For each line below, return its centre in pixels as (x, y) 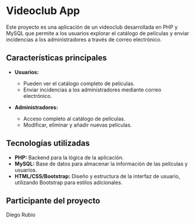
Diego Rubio (21, 215)
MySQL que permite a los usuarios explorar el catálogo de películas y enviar (98, 33)
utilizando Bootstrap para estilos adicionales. (68, 182)
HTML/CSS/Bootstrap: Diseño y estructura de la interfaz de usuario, (97, 176)
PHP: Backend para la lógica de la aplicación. (69, 157)
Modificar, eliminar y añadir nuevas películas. (78, 125)
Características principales (56, 58)
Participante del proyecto (53, 201)
